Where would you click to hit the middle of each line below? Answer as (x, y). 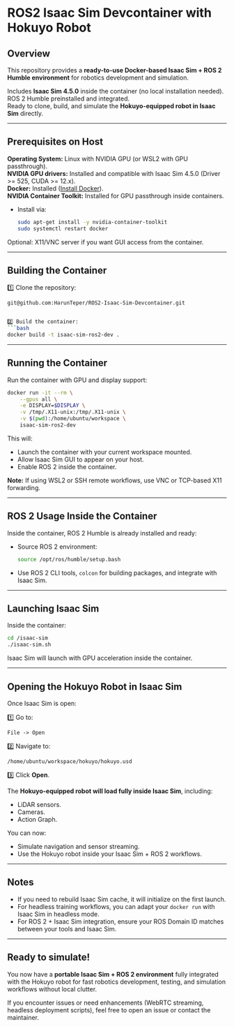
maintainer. (23, 1017)
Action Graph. (37, 819)
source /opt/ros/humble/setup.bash (69, 559)
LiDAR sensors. (39, 805)
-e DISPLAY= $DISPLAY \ (53, 406)
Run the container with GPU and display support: (77, 380)
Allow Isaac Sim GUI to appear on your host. (80, 459)
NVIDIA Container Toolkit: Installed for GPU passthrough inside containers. (116, 195)
